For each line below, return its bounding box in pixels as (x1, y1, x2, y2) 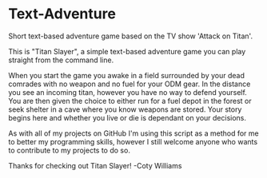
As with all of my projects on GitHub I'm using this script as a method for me (8, 129, 259, 138)
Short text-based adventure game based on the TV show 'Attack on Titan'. (8, 31, 253, 41)
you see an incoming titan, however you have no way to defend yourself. (8, 87, 248, 97)
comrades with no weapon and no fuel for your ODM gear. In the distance (8, 79, 251, 89)
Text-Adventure (8, 5, 116, 23)
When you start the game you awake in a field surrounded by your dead (8, 70, 245, 80)
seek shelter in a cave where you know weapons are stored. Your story (8, 105, 242, 114)
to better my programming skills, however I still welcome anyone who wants (8, 136, 258, 146)
